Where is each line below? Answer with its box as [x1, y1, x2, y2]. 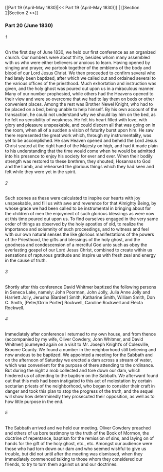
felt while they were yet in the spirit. [5, 169, 77, 175]
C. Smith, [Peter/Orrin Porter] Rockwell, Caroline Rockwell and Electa [5, 299, 143, 305]
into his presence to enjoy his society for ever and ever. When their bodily [5, 153, 153, 159]
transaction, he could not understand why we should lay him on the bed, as [5, 112, 156, 117]
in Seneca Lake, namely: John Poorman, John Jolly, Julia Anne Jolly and [5, 289, 150, 295]
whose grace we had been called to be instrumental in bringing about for [5, 205, 151, 211]
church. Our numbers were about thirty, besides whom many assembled [5, 54, 150, 61]
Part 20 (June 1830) [5, 22, 54, 29]
